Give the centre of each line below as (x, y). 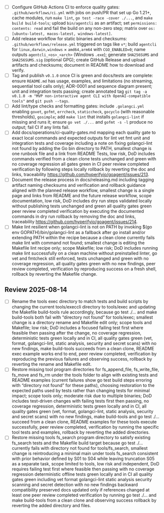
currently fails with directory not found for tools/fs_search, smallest (80, 448)
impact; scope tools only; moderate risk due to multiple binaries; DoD (82, 396)
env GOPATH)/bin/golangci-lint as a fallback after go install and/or (79, 232)
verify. (18, 70)
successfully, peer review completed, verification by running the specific (85, 427)
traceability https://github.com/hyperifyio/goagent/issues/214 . (75, 222)
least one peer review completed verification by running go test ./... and (84, 495)
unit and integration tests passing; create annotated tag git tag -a (79, 91)
